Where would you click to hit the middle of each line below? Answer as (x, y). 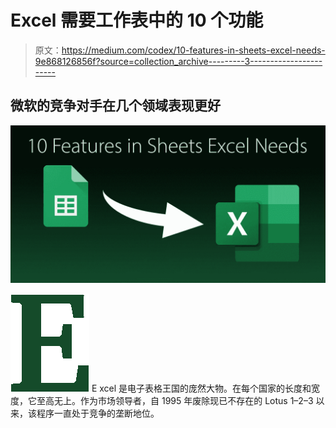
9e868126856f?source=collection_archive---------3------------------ (178, 61)
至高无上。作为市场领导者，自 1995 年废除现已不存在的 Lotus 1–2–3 (175, 400)
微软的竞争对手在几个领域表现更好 (115, 106)
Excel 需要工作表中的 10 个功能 (137, 20)
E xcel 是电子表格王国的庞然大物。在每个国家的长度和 (201, 388)
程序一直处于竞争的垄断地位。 (98, 413)
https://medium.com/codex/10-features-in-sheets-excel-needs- (193, 50)
